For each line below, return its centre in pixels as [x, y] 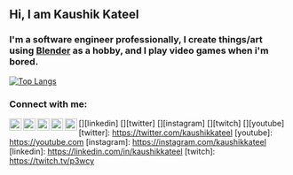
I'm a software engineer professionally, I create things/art [136, 40]
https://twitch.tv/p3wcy [52, 160]
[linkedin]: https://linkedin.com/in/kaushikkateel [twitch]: [112, 151]
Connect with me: [48, 103]
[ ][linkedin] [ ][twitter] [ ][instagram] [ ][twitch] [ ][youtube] [182, 123]
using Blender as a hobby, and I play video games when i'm [139, 50]
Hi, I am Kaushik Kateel [74, 15]
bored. [24, 62]
